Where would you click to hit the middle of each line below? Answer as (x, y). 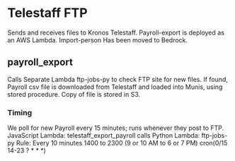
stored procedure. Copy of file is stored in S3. (74, 94)
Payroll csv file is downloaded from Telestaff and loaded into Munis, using (115, 87)
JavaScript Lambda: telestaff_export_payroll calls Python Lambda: (104, 136)
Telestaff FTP (47, 13)
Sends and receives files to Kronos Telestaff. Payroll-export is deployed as (116, 32)
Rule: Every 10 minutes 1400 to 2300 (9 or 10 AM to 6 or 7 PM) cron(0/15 (122, 143)
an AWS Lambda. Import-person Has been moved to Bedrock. (98, 40)
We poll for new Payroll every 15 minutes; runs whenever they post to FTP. (116, 128)
